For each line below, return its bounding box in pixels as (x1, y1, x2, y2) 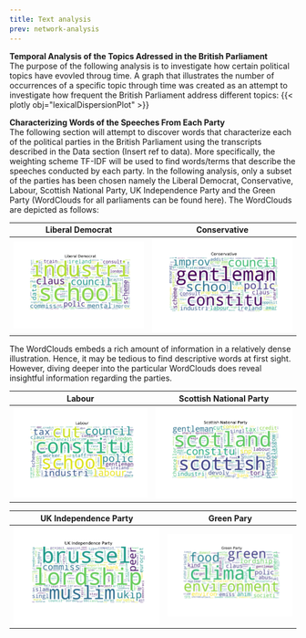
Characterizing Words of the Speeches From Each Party (9, 117, 226, 128)
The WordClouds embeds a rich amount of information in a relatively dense (9, 343, 291, 355)
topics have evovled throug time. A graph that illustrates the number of (9, 69, 275, 81)
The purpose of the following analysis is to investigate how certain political (9, 60, 290, 71)
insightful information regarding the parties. (9, 372, 173, 383)
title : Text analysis (9, 15, 92, 24)
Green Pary (208, 512, 252, 524)
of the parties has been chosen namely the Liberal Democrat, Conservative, (9, 174, 294, 186)
